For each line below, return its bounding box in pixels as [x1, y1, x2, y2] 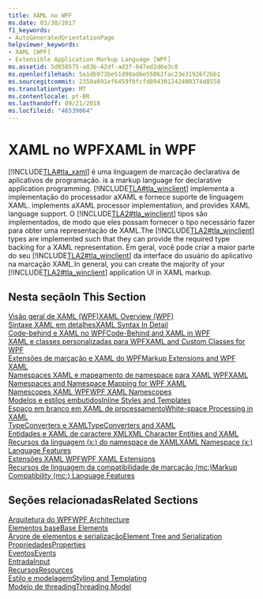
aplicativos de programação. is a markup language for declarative [8, 175, 223, 185]
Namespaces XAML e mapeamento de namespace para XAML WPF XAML [8, 370, 249, 380]
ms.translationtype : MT [8, 84, 87, 93]
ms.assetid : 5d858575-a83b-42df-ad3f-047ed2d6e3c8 [8, 63, 178, 71]
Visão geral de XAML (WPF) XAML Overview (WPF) [8, 311, 174, 320]
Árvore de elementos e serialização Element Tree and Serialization [8, 531, 223, 541]
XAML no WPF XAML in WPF [8, 141, 197, 159]
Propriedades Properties [8, 540, 86, 549]
